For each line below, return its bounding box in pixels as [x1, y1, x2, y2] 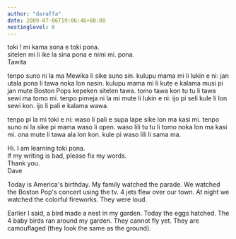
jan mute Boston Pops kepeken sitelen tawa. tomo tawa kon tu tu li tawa [7, 86, 216, 95]
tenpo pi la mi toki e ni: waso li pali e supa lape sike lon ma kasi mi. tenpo [7, 115, 220, 124]
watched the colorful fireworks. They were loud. [7, 195, 147, 204]
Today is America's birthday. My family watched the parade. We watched [7, 180, 220, 189]
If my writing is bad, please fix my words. [7, 151, 127, 160]
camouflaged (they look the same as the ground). [7, 224, 152, 233]
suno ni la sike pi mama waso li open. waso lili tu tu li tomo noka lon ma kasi [7, 123, 228, 132]
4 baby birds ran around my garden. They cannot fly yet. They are [7, 216, 199, 225]
